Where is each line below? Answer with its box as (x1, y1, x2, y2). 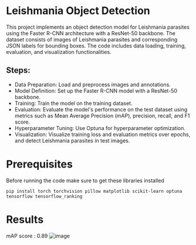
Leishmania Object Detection (6, 4, 151, 18)
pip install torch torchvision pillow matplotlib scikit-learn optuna (6, 188, 183, 194)
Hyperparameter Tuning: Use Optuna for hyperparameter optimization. (14, 124, 186, 131)
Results (6, 213, 44, 226)
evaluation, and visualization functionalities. (6, 48, 111, 55)
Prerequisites (6, 157, 73, 171)
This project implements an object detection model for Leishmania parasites (6, 23, 190, 30)
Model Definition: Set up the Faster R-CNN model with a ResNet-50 (14, 87, 178, 94)
